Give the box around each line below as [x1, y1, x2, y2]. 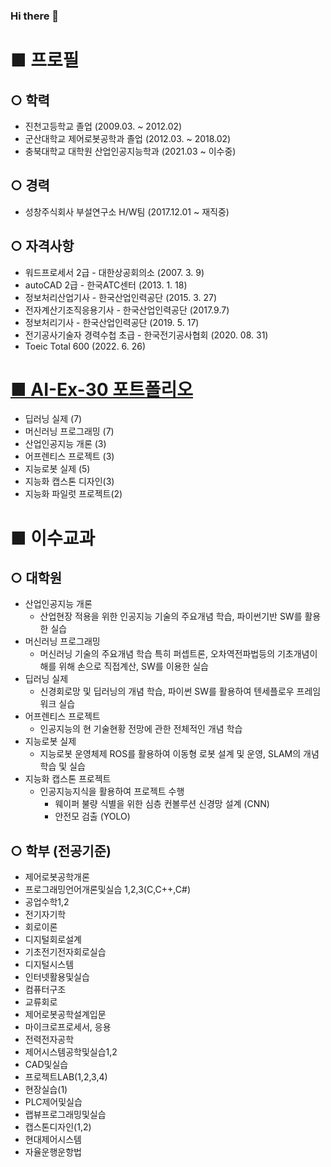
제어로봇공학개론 [24, 871, 90, 883]
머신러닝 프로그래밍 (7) [24, 425, 115, 438]
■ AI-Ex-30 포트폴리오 [10, 378, 194, 401]
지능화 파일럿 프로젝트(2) [24, 488, 123, 500]
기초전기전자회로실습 [24, 946, 107, 958]
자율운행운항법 [24, 1146, 82, 1158]
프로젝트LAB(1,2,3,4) [24, 1071, 108, 1083]
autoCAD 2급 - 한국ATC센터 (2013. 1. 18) [24, 279, 188, 291]
